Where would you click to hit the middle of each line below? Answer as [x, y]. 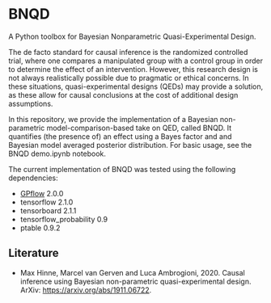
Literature [34, 253]
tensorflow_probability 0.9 [64, 219]
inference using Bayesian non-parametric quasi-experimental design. [135, 281]
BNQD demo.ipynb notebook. [57, 154]
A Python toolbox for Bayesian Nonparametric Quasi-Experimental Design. [132, 36]
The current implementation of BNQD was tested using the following [122, 169]
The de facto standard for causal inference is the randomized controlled [128, 52]
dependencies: [33, 178]
